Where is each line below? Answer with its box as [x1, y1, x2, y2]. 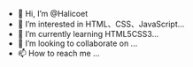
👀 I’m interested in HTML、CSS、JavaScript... [17, 19, 185, 29]
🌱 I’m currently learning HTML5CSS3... [17, 29, 159, 39]
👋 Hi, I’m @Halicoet [17, 9, 89, 19]
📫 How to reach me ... [17, 48, 100, 58]
